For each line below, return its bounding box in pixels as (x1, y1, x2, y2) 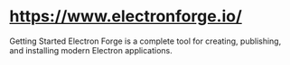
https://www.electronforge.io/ (9, 6, 242, 27)
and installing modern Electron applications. (9, 45, 173, 55)
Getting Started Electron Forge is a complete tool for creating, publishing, (9, 36, 282, 46)
